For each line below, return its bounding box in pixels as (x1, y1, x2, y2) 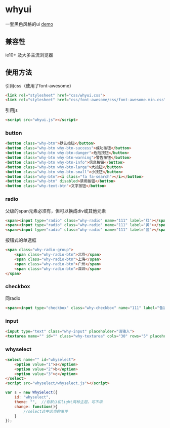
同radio (5, 295, 21, 301)
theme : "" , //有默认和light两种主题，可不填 (14, 399, 103, 405)
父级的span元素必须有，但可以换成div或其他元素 (5, 207, 106, 214)
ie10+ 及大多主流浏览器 (5, 52, 53, 58)
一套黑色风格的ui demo (5, 21, 54, 27)
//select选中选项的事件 (23, 409, 68, 414)
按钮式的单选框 (5, 237, 36, 243)
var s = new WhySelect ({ (5, 390, 58, 395)
